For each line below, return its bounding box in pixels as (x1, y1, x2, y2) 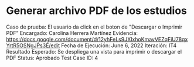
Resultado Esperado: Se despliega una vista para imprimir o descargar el (6, 48, 182, 55)
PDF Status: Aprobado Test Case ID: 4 (6, 54, 98, 61)
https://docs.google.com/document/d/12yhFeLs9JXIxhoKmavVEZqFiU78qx (6, 36, 188, 43)
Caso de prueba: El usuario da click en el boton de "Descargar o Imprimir (6, 23, 183, 30)
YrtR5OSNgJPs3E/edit (6, 42, 60, 49)
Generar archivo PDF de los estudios (6, 4, 188, 17)
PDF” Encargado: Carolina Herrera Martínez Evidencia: (6, 29, 138, 36)
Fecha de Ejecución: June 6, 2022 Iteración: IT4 (61, 42, 177, 49)
